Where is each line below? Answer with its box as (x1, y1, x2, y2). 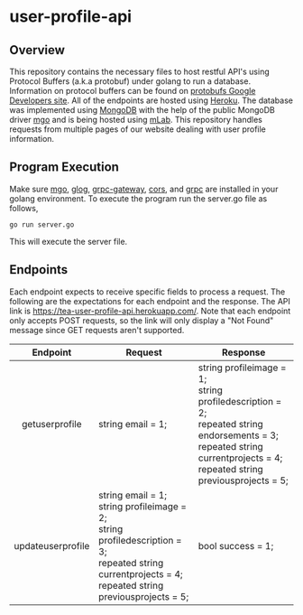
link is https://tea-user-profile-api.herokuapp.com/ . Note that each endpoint (9, 305, 291, 316)
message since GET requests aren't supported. (9, 324, 185, 335)
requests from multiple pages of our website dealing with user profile (9, 124, 266, 135)
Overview (9, 42, 66, 58)
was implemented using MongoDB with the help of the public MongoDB (9, 105, 275, 115)
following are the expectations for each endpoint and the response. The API (9, 295, 291, 306)
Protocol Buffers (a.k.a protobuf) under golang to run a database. (9, 76, 251, 87)
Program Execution (9, 160, 120, 175)
